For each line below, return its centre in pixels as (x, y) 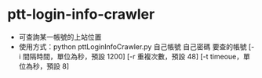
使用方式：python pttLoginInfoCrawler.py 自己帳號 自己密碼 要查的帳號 (133, 46)
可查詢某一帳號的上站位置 (60, 37)
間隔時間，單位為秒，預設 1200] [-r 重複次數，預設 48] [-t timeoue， (133, 56)
